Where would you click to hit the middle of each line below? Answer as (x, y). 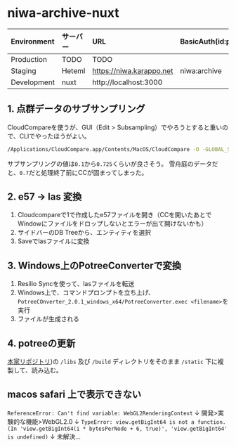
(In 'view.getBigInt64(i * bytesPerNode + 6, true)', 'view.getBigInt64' (118, 429)
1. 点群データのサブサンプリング (76, 109)
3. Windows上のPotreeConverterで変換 (94, 265)
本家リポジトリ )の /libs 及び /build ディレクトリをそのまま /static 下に (112, 362)
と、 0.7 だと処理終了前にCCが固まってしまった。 (78, 172)
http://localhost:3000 (127, 82)
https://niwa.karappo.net (133, 70)
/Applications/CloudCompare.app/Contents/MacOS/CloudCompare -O (103, 149)
